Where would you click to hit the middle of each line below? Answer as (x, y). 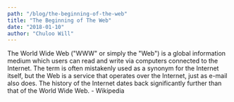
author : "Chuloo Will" (41, 33)
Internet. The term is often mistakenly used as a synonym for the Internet (113, 68)
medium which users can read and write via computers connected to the (113, 61)
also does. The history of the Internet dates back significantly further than (115, 83)
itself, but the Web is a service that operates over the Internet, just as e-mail (117, 76)
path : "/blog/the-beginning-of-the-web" (68, 14)
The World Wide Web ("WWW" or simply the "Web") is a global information (117, 53)
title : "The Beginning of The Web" (60, 20)
